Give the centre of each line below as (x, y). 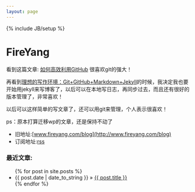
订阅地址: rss (30, 141)
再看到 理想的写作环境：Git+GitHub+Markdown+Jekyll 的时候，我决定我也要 (97, 82)
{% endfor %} (32, 184)
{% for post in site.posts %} (48, 171)
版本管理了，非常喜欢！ (35, 96)
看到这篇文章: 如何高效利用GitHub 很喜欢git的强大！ (69, 69)
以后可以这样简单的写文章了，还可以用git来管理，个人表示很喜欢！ (87, 109)
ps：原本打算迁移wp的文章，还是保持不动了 (59, 121)
